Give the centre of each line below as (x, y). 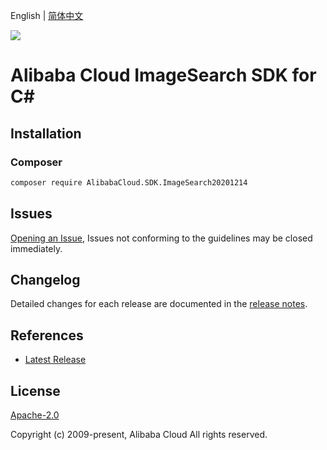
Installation (46, 133)
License (35, 390)
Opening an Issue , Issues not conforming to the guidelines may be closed (161, 238)
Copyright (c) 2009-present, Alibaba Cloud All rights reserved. (139, 434)
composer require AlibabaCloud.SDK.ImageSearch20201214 (129, 182)
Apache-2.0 (35, 415)
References (47, 335)
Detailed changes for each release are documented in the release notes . (159, 304)
